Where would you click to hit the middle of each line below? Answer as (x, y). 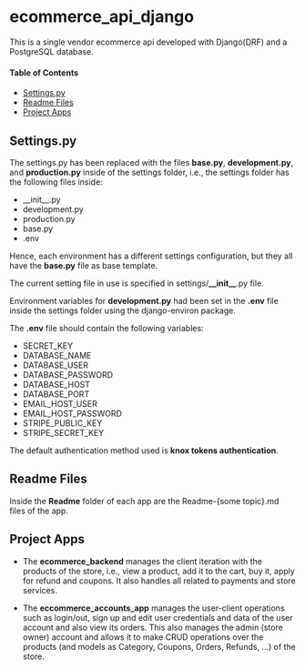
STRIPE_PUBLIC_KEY (62, 423)
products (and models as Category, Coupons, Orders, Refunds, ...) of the (159, 646)
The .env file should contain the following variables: (107, 328)
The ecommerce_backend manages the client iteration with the (142, 561)
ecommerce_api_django (102, 17)
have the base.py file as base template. (84, 265)
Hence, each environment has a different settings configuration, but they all (151, 256)
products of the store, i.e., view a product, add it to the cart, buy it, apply (159, 571)
